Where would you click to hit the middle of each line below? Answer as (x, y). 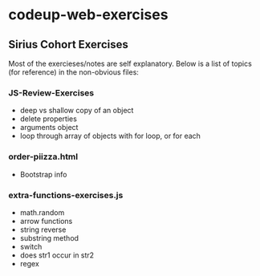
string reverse (43, 229)
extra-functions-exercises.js (66, 195)
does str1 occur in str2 (57, 255)
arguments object (49, 128)
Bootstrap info (43, 174)
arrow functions (46, 221)
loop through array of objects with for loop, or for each (110, 136)
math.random (42, 212)
